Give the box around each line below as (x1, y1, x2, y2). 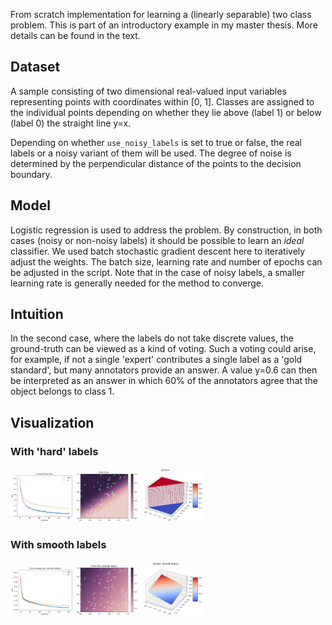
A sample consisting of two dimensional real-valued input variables (10, 85, 287, 97)
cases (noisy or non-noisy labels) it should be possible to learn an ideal (10, 234, 305, 246)
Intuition (10, 306, 64, 323)
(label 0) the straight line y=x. (10, 117, 132, 129)
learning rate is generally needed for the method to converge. (10, 277, 265, 289)
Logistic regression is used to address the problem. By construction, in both (10, 224, 323, 236)
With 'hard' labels (10, 444, 99, 458)
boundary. (10, 168, 53, 180)
